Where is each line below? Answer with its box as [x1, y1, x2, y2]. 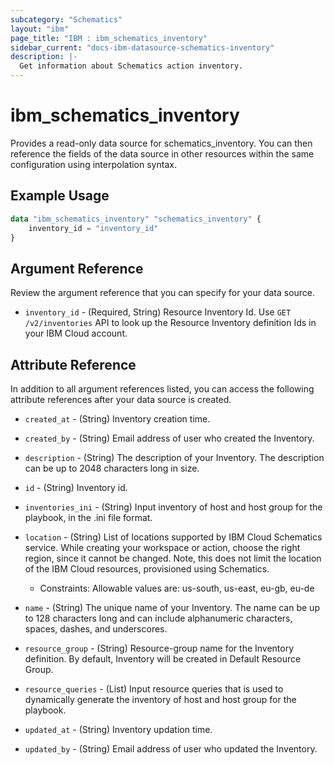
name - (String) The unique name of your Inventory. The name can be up [24, 602, 320, 613]
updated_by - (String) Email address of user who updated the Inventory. [24, 743, 318, 755]
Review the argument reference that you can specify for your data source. [10, 287, 316, 299]
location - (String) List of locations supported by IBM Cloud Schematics [24, 531, 323, 543]
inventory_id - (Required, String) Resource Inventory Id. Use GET [24, 306, 292, 318]
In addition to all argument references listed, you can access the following [10, 383, 315, 395]
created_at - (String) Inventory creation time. [24, 413, 211, 425]
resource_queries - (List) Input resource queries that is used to [24, 683, 284, 695]
